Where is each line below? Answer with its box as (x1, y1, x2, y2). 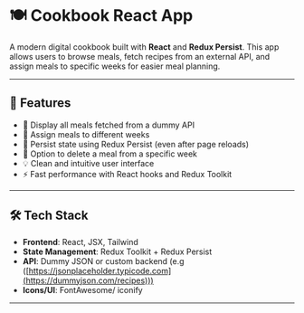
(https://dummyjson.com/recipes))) (22, 275, 154, 286)
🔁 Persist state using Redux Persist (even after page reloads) (22, 138, 250, 149)
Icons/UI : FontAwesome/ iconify (22, 284, 143, 295)
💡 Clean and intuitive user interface (22, 157, 155, 168)
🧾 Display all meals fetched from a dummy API (22, 119, 195, 130)
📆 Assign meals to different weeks (22, 128, 150, 139)
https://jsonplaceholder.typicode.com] (28, 265, 172, 276)
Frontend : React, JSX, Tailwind (22, 236, 138, 247)
